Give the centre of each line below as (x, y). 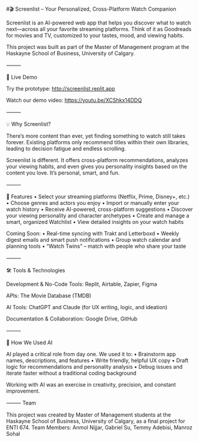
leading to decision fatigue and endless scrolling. (66, 149)
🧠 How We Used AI (29, 343)
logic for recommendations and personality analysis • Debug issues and (94, 367)
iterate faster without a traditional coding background (71, 373)
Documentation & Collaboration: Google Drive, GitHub (72, 319)
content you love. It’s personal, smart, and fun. (63, 173)
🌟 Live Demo (22, 77)
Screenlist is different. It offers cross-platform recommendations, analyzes (97, 160)
